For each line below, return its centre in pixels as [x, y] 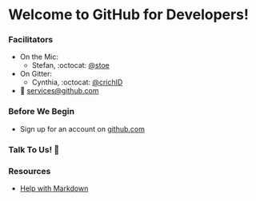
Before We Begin [41, 112]
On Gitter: [36, 74]
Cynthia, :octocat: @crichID [77, 82]
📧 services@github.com [59, 91]
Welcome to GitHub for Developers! [129, 15]
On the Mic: [39, 57]
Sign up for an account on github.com [82, 128]
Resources [30, 171]
